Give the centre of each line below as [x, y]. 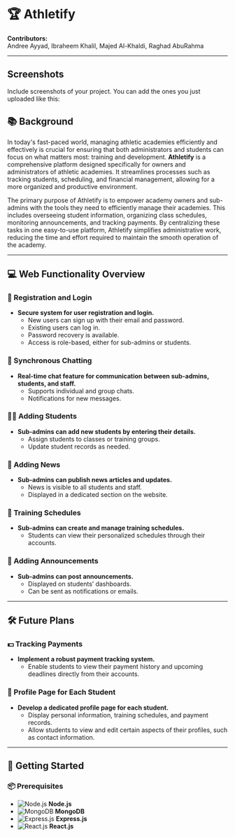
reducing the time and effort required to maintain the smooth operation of [113, 237]
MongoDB [70, 811]
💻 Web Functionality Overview [76, 274]
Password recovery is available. [73, 335]
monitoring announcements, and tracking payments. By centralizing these [114, 223]
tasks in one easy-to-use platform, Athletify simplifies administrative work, [114, 230]
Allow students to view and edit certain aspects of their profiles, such [128, 730]
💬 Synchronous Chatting [50, 360]
